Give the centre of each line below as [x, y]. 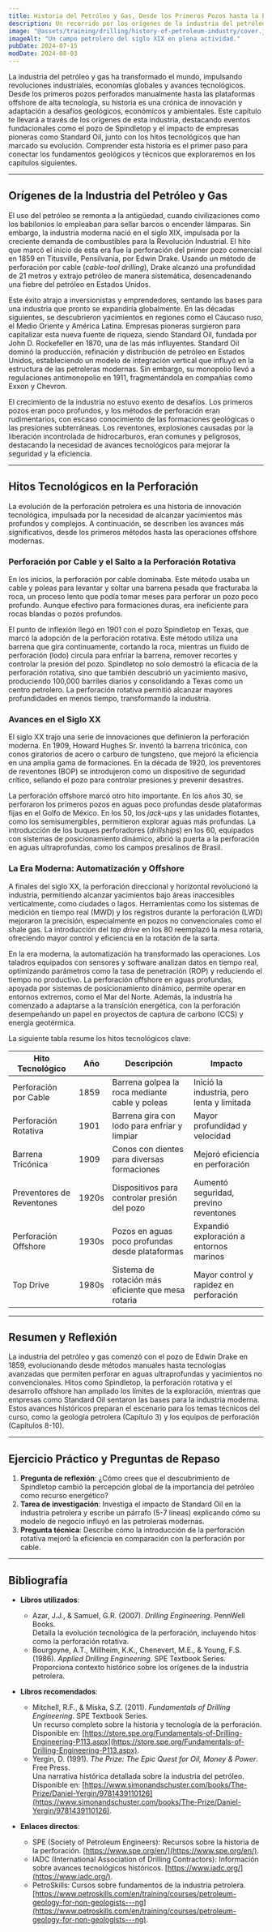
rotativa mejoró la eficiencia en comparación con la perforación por [132, 1539]
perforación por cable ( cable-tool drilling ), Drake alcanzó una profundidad [132, 267]
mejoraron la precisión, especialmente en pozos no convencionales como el [135, 920]
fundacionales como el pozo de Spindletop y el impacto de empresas [124, 128]
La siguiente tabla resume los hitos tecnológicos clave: [100, 1038]
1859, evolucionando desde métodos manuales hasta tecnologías [117, 1365]
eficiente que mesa [149, 1290]
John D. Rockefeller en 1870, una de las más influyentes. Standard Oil [124, 343]
